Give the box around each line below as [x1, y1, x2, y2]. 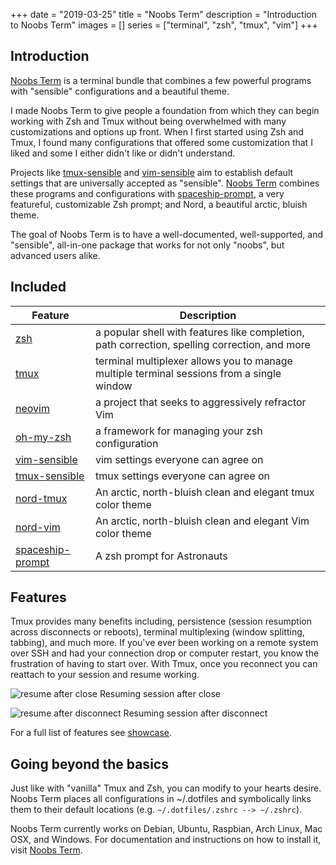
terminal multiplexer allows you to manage [94, 354, 293, 368]
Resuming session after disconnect [123, 707, 268, 719]
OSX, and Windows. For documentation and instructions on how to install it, [10, 834, 322, 846]
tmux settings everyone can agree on [94, 469, 271, 483]
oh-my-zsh [15, 430, 72, 444]
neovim [15, 401, 50, 415]
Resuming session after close [99, 688, 222, 700]
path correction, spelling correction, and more [94, 337, 311, 351]
